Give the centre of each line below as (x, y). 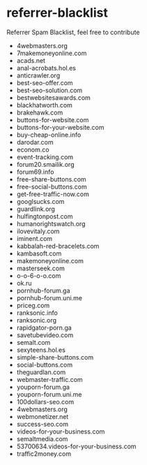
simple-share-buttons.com (55, 357)
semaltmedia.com (42, 438)
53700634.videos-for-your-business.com (76, 446)
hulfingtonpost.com (45, 216)
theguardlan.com (41, 372)
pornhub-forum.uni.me (49, 297)
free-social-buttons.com (52, 186)
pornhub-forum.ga (43, 290)
